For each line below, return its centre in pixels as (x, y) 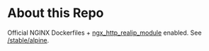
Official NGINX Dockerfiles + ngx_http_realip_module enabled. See (104, 33)
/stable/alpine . (28, 40)
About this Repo (56, 13)
